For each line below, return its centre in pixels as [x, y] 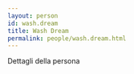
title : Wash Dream [38, 31]
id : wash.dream [33, 23]
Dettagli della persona [44, 61]
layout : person [33, 16]
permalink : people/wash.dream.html [67, 38]
